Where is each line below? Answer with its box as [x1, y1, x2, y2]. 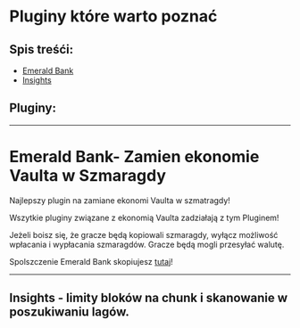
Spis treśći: [9, 42, 74, 57]
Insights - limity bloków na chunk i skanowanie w [9, 291, 288, 306]
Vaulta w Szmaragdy [9, 166, 167, 185]
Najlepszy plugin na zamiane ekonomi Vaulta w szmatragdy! [9, 194, 230, 206]
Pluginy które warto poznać [9, 6, 218, 27]
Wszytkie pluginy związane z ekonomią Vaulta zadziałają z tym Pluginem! [9, 212, 279, 223]
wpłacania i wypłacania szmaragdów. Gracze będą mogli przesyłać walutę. [9, 239, 285, 250]
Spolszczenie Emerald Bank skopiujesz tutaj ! [9, 256, 174, 266]
